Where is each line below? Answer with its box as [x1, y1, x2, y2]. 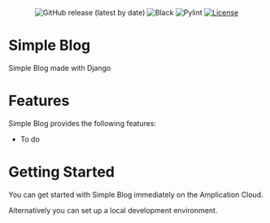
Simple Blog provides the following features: [8, 118, 157, 128]
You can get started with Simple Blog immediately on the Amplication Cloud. [8, 190, 263, 199]
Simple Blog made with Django [8, 63, 111, 72]
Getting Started [8, 163, 115, 181]
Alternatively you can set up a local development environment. [8, 205, 218, 215]
